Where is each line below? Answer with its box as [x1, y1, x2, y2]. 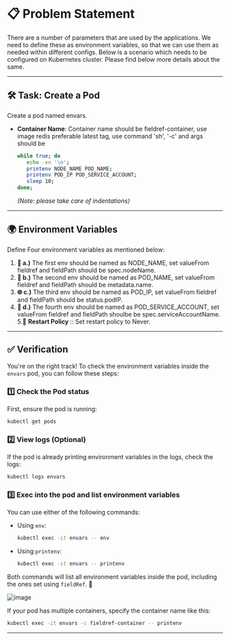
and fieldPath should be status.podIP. [16, 295, 123, 304]
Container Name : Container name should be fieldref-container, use [16, 125, 207, 133]
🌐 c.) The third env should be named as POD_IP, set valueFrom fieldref [16, 288, 217, 296]
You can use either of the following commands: [7, 508, 140, 517]
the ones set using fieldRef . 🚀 [7, 580, 93, 589]
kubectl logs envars [7, 473, 66, 480]
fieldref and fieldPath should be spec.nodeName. [16, 266, 156, 274]
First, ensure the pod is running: [7, 404, 97, 413]
